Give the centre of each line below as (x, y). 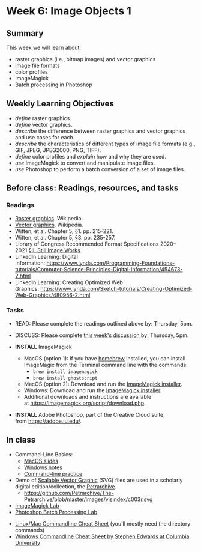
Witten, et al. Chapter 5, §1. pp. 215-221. (64, 231)
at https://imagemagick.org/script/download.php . (85, 403)
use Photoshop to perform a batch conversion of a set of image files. (100, 169)
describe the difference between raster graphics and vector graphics (100, 131)
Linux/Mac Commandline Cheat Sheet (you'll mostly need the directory (103, 523)
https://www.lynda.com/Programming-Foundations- (111, 263)
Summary (25, 33)
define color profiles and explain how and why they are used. (91, 156)
